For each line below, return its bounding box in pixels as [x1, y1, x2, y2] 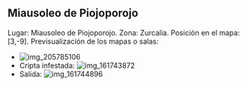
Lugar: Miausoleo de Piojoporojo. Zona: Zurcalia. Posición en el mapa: [7, 27, 240, 37]
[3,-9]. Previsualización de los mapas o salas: [7, 36, 159, 46]
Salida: [19, 68, 42, 79]
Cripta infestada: [19, 60, 75, 70]
